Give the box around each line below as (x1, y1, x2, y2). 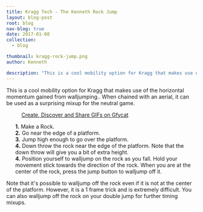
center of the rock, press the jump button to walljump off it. (14, 167, 162, 175)
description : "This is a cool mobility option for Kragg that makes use (6, 70, 193, 76)
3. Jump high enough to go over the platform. (14, 135, 129, 143)
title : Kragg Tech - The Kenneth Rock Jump (6, 8, 118, 15)
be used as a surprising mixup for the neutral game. (6, 99, 135, 106)
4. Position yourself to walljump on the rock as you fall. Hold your (14, 155, 178, 162)
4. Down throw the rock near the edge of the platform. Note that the (14, 142, 184, 149)
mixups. (6, 199, 26, 206)
